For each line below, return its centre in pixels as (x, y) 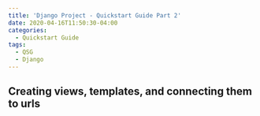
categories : (28, 30)
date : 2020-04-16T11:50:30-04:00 (63, 23)
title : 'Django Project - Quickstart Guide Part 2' (95, 15)
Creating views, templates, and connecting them (130, 92)
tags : (17, 45)
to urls (24, 104)
